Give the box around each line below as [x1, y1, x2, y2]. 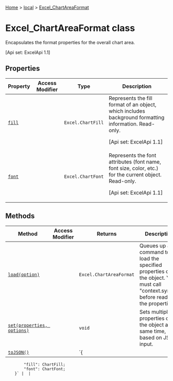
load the [139, 255, 160, 262]
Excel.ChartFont [64, 173, 104, 179]
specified [139, 261, 162, 268]
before [139, 293, 155, 300]
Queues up [139, 242, 166, 249]
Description [122, 82, 152, 89]
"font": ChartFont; [24, 366, 66, 372]
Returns [97, 230, 117, 237]
